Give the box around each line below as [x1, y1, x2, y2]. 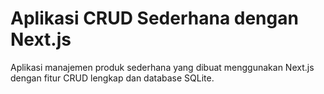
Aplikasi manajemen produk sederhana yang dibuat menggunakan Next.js [10, 61, 315, 73]
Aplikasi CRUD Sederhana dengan [10, 7, 299, 30]
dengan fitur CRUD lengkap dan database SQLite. [10, 72, 215, 84]
